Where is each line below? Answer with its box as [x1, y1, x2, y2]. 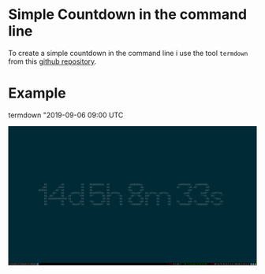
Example [8, 84, 66, 102]
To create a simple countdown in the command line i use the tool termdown [8, 48, 248, 57]
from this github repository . [8, 57, 97, 66]
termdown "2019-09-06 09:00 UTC [8, 110, 124, 120]
